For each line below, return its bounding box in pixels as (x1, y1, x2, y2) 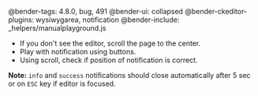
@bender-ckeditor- (185, 7, 248, 16)
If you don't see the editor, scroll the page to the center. (19, 39, 201, 48)
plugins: (8, 15, 34, 24)
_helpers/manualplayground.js (8, 24, 107, 32)
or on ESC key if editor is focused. (8, 79, 116, 88)
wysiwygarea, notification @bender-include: (35, 15, 180, 24)
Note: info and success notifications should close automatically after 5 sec (8, 71, 251, 79)
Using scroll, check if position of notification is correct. (19, 55, 198, 65)
